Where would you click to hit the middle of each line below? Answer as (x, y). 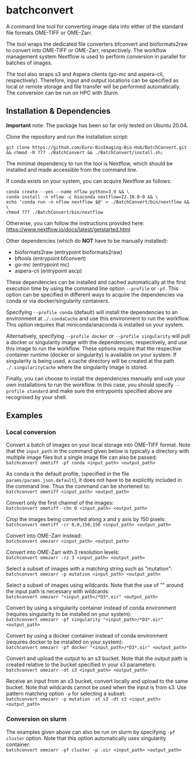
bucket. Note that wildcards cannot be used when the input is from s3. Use (97, 687)
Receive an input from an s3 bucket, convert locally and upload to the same (97, 681)
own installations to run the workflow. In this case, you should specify (90, 384)
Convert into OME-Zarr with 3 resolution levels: (63, 552)
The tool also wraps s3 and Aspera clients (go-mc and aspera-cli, (85, 74)
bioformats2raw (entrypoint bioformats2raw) (68, 252)
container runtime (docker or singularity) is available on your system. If (91, 355)
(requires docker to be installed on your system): (65, 642)
